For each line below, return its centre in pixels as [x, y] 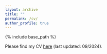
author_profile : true [27, 23]
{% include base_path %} [31, 37]
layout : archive [21, 9]
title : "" [15, 14]
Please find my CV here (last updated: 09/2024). [54, 46]
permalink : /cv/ [21, 18]
